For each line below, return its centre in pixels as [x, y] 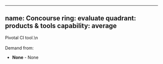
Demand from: [19, 48]
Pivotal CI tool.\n [22, 37]
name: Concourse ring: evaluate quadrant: [71, 18]
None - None [25, 57]
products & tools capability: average [61, 26]
